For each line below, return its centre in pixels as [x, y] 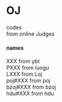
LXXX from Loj [24, 74]
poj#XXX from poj [28, 81]
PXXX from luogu [28, 68]
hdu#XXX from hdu [30, 93]
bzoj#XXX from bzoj [31, 87]
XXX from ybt [23, 61]
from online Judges [30, 33]
